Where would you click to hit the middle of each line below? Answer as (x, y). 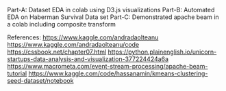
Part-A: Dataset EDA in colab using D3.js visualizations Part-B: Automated (111, 10)
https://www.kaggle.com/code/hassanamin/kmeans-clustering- (118, 73)
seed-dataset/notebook (40, 80)
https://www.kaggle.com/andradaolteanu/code (73, 44)
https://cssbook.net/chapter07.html (57, 52)
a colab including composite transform (62, 24)
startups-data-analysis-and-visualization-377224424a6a (88, 59)
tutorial (17, 73)
